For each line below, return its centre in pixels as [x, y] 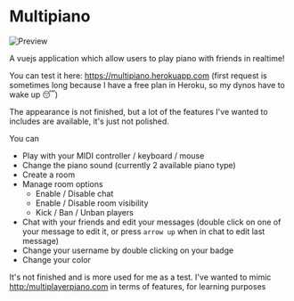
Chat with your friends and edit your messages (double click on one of [151, 222]
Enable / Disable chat [74, 193]
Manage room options [63, 183]
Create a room [49, 175]
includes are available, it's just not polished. [89, 121]
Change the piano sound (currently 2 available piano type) [129, 165]
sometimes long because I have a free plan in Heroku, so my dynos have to [147, 85]
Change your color [57, 259]
